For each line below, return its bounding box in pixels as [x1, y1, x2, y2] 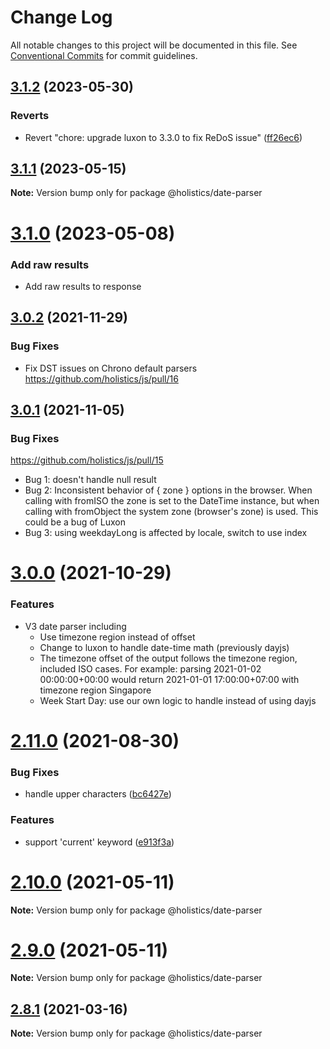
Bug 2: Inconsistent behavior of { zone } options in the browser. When [24, 484, 313, 496]
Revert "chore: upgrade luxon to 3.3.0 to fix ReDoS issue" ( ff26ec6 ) [24, 131, 303, 143]
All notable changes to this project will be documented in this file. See [10, 39, 298, 51]
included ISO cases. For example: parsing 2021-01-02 [39, 662, 262, 675]
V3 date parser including [24, 620, 127, 632]
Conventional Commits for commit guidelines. [10, 49, 198, 61]
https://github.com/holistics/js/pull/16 [24, 372, 179, 385]
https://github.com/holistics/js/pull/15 [10, 454, 164, 466]
